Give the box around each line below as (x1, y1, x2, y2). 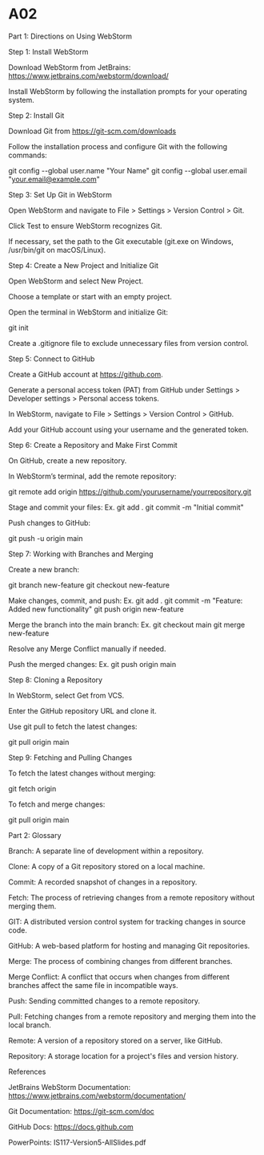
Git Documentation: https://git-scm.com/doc (8, 1106, 154, 1116)
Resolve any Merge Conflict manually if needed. (8, 644, 166, 653)
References (8, 1067, 46, 1076)
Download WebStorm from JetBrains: (8, 62, 131, 72)
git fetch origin (8, 783, 57, 793)
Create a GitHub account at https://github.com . (8, 369, 164, 379)
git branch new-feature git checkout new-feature (8, 580, 170, 590)
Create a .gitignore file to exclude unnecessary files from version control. (8, 338, 250, 348)
